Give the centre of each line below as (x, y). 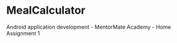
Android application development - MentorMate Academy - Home (89, 27)
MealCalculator (46, 10)
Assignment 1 (23, 33)
